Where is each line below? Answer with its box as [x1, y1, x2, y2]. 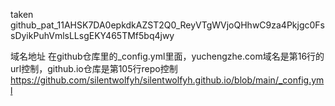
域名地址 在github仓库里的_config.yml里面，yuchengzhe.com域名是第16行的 [10, 50, 325, 62]
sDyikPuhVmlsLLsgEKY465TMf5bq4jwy [10, 30, 175, 41]
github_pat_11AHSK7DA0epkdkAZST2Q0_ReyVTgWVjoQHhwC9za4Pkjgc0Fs [10, 19, 325, 31]
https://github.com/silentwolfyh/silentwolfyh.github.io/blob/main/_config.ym [10, 74, 325, 86]
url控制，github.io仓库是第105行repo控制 [10, 63, 178, 74]
